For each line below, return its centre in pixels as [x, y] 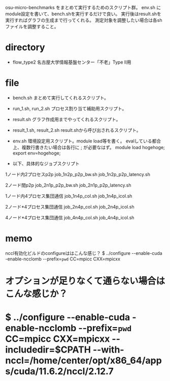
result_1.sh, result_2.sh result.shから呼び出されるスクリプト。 [77, 130]
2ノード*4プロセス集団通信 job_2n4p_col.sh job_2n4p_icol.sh [70, 207]
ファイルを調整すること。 [32, 26]
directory [25, 48]
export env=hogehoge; [37, 153]
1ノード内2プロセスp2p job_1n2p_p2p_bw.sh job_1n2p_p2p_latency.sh [78, 174]
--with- [109, 350]
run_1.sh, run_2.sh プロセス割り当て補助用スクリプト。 [70, 108]
